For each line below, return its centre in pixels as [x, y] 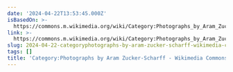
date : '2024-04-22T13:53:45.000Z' [57, 13]
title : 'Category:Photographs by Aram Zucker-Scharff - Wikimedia [105, 58]
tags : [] [20, 52]
